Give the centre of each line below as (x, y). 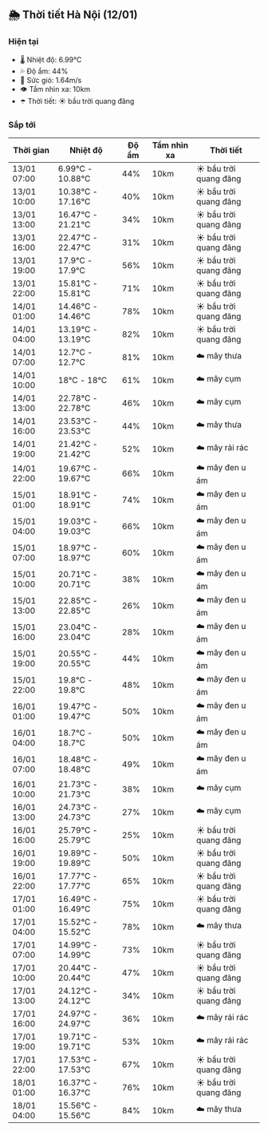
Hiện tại (24, 42)
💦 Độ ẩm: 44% (44, 71)
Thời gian (32, 150)
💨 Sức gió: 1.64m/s (51, 80)
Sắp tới (22, 125)
